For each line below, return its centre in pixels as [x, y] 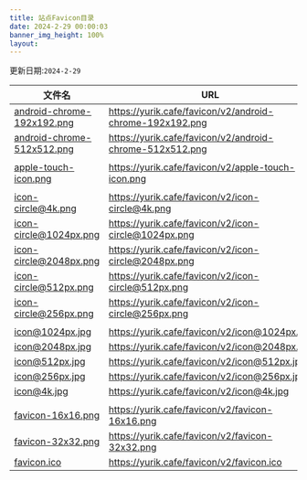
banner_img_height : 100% [57, 35]
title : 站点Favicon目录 [52, 18]
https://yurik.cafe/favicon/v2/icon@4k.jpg [199, 391]
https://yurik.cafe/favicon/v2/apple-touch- [201, 167]
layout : [24, 43]
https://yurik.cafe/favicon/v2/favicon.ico [195, 463]
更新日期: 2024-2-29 [45, 70]
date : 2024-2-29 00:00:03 [58, 27]
